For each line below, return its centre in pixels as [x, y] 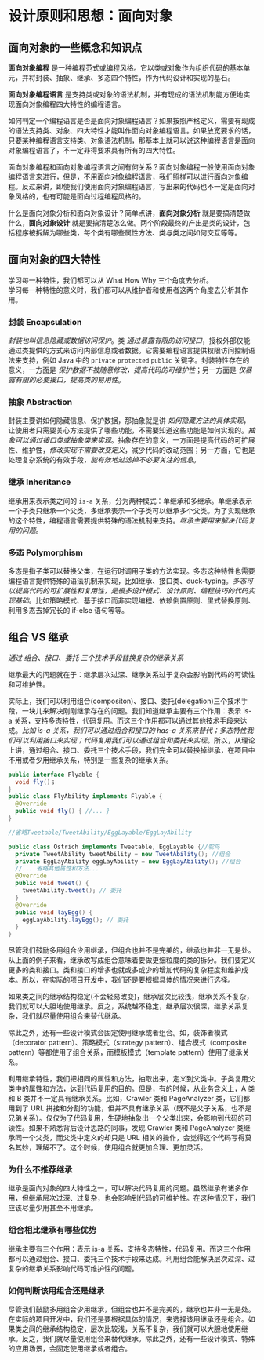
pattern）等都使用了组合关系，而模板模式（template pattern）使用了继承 [125, 1052]
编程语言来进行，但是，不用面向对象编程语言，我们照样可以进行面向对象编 [128, 177]
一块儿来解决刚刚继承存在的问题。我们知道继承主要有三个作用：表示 [131, 710]
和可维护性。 [29, 684]
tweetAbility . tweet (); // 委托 [72, 891]
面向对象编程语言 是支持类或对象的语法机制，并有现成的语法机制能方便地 [126, 94]
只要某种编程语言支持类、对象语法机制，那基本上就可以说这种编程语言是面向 [132, 140]
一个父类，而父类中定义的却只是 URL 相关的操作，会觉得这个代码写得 [133, 1138]
